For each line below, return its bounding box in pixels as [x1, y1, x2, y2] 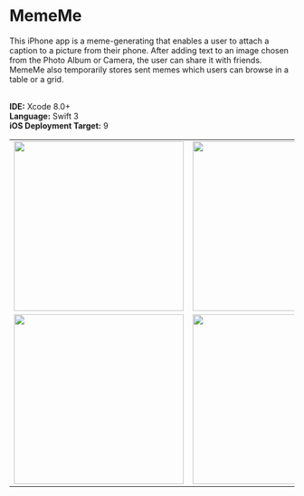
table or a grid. [9, 73, 64, 84]
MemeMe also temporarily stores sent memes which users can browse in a [9, 64, 290, 75]
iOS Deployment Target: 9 [9, 119, 109, 131]
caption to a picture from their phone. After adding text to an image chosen [9, 44, 290, 55]
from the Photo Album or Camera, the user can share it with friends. [9, 54, 262, 65]
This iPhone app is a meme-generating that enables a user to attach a [9, 35, 270, 46]
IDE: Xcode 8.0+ [9, 100, 71, 111]
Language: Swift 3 [9, 110, 79, 121]
